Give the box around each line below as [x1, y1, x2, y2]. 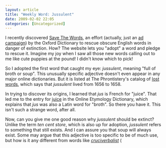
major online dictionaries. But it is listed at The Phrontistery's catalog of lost [5, 76, 160, 82]
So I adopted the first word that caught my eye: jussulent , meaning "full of [5, 66, 156, 72]
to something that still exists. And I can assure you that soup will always [5, 127, 152, 133]
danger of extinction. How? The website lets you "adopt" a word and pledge [5, 45, 161, 51]
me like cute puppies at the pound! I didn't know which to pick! [5, 56, 133, 62]
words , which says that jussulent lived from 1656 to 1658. [5, 81, 122, 87]
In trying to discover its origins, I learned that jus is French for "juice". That [5, 91, 157, 97]
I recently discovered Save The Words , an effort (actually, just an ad [5, 35, 144, 41]
